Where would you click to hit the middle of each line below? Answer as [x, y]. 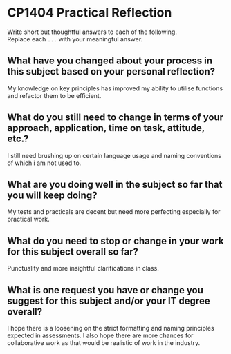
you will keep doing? [52, 195]
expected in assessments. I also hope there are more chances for [100, 335]
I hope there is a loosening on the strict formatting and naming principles [111, 328]
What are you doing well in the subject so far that [115, 184]
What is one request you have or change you [105, 290]
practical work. [28, 219]
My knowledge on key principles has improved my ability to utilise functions [115, 88]
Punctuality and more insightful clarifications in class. [83, 268]
